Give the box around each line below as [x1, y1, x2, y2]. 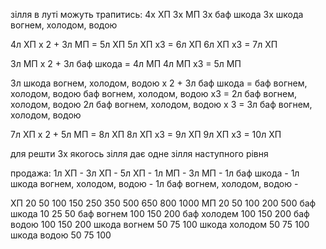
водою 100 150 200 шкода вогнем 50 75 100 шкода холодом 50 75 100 [10, 219, 310, 230]
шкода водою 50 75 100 [10, 229, 112, 241]
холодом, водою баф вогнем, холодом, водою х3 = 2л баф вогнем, [10, 88, 298, 99]
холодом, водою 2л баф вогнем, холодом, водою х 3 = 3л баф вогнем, [10, 99, 313, 110]
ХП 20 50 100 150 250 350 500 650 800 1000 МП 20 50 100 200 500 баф [10, 197, 317, 209]
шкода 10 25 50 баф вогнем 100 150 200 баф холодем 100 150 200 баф [10, 208, 310, 219]
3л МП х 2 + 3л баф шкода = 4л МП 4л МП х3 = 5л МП [10, 58, 242, 69]
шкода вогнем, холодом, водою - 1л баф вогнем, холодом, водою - [10, 178, 299, 189]
